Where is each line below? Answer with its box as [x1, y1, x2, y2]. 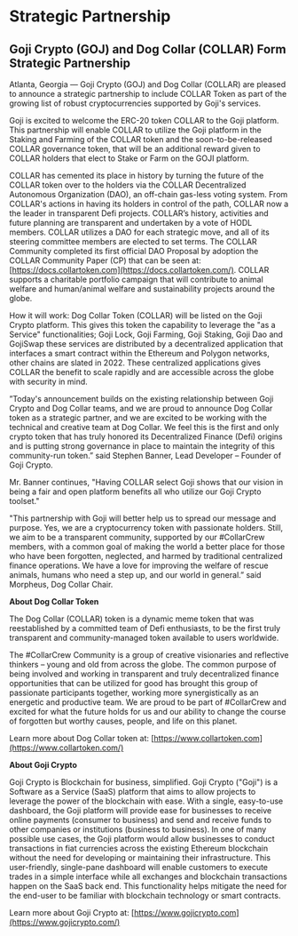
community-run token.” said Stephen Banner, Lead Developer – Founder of [9, 451, 282, 460]
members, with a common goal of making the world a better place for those [9, 541, 286, 552]
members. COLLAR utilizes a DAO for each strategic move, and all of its [9, 227, 271, 237]
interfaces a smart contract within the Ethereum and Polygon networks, [9, 348, 271, 358]
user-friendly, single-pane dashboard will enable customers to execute [9, 862, 269, 872]
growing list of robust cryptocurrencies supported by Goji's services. [9, 98, 262, 108]
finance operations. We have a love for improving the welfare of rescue [9, 560, 269, 571]
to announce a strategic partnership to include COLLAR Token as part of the [9, 89, 287, 99]
